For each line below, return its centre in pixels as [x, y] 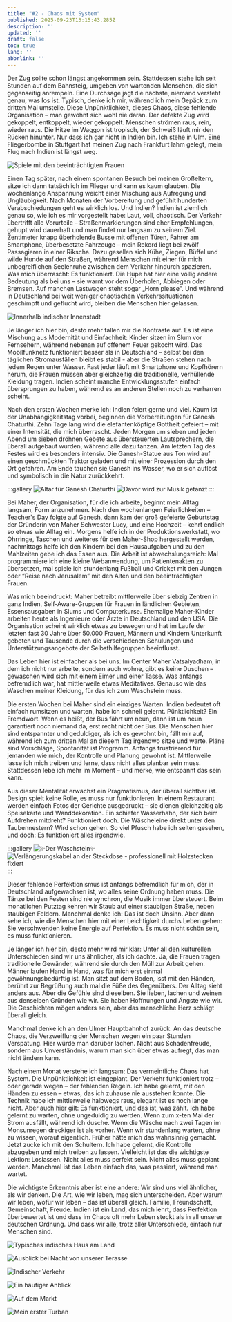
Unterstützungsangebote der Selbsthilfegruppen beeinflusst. [94, 648]
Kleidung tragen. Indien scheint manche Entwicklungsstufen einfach [104, 381]
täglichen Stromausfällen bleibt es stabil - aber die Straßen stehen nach [109, 359]
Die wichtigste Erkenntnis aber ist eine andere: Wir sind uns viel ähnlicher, [112, 1187]
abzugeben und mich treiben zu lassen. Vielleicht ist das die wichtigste [108, 1152]
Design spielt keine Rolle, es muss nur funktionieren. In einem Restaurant [111, 798]
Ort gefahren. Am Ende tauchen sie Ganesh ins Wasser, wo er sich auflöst [112, 468]
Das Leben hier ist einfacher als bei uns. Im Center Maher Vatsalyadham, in [114, 661]
